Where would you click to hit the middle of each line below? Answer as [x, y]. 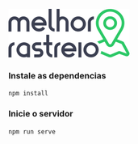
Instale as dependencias [57, 75]
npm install [28, 94]
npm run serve [32, 131]
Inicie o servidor [41, 114]
